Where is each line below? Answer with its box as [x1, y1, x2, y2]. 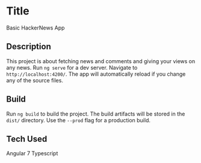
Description [6, 42, 51, 52]
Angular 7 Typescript [6, 150, 58, 157]
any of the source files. [6, 76, 63, 84]
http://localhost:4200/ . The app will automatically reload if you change [6, 70, 186, 78]
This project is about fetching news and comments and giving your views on [6, 57, 196, 64]
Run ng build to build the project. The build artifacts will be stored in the [6, 110, 185, 117]
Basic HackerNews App [6, 24, 65, 31]
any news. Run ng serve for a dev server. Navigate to [6, 64, 138, 71]
